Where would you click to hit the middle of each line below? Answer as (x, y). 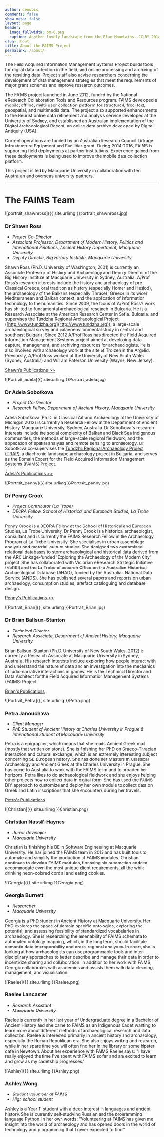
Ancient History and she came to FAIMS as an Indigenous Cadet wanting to (81, 1025)
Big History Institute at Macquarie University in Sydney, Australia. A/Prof (78, 277)
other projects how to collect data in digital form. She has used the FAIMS (79, 780)
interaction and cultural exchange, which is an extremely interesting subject (81, 754)
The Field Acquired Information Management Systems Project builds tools (79, 64)
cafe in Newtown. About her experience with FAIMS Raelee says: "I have (78, 1051)
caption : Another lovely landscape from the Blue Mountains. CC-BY (80, 37)
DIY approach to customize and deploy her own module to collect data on (79, 785)
